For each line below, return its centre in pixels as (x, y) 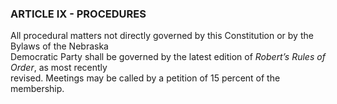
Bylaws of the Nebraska (59, 46)
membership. (37, 89)
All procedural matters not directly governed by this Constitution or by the (162, 36)
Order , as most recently (59, 68)
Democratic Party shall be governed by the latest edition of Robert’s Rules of (168, 57)
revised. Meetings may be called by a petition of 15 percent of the (145, 78)
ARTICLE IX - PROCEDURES (78, 14)
